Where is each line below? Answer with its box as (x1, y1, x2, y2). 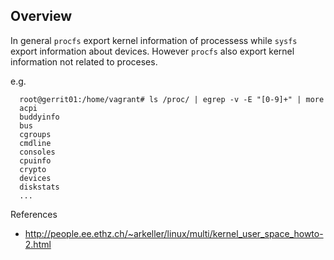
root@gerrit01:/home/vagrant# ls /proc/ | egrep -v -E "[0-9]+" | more (19, 94, 325, 104)
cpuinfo (19, 155, 52, 166)
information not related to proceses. (10, 55, 158, 68)
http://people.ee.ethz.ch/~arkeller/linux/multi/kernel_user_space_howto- (24, 227, 324, 239)
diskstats (19, 182, 60, 192)
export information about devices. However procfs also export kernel (10, 45, 295, 57)
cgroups (19, 129, 52, 139)
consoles (19, 147, 56, 157)
